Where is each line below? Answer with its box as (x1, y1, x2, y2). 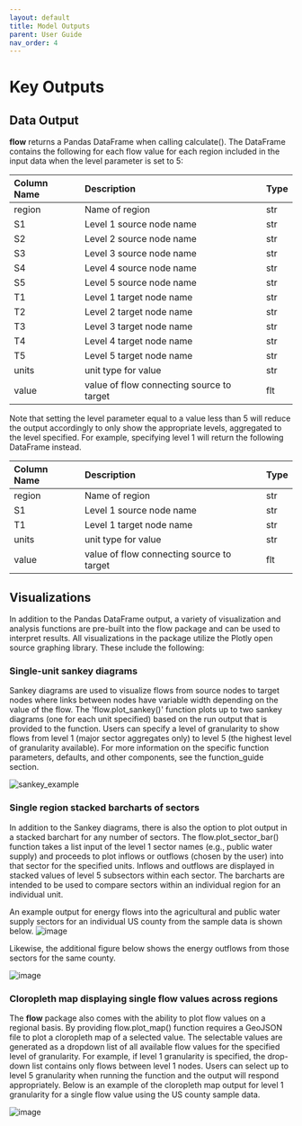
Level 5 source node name (84, 276, 198, 289)
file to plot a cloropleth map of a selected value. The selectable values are (9, 1032, 283, 1042)
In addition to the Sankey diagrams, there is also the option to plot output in (9, 822, 288, 833)
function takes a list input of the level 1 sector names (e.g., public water (9, 841, 273, 852)
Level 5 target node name (84, 350, 193, 362)
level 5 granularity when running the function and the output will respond (9, 1069, 280, 1080)
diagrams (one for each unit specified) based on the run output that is (9, 714, 268, 725)
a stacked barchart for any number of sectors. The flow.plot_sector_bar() (9, 831, 280, 842)
